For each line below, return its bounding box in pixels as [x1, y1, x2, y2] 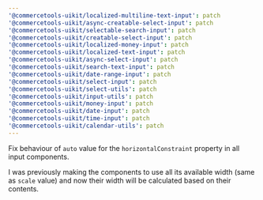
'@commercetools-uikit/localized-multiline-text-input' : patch [8, 11, 221, 20]
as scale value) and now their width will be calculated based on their [8, 175, 231, 185]
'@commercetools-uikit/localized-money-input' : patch [8, 41, 190, 49]
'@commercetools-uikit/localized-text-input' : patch [8, 48, 186, 56]
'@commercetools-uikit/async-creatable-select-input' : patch [8, 19, 214, 27]
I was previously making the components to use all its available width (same [8, 167, 255, 176]
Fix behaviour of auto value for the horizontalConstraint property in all [8, 143, 240, 153]
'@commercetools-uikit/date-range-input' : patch [8, 70, 171, 78]
